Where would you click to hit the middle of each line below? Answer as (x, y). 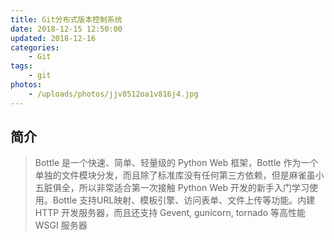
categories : (35, 47)
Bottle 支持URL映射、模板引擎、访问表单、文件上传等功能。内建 (184, 200)
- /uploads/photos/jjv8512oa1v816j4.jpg (113, 94)
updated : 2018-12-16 (53, 38)
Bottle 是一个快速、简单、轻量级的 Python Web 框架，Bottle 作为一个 (176, 163)
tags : (21, 66)
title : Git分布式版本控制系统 (66, 19)
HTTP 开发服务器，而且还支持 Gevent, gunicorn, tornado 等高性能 (170, 213)
